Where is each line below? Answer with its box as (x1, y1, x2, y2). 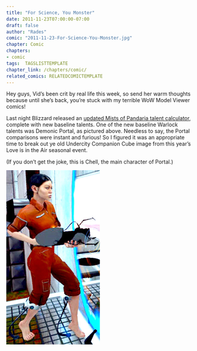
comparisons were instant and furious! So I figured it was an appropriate (6, 134, 185, 141)
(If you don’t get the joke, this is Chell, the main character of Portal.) (6, 158, 174, 165)
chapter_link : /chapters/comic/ (6, 67, 87, 73)
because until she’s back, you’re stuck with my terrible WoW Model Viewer (6, 97, 190, 104)
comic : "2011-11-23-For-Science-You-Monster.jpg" (6, 35, 133, 41)
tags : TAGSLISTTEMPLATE (6, 60, 68, 66)
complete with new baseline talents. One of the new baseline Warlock (6, 121, 178, 129)
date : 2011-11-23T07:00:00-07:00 (6, 16, 90, 22)
